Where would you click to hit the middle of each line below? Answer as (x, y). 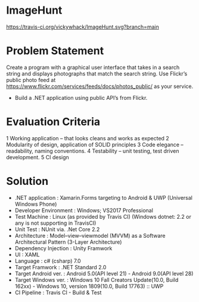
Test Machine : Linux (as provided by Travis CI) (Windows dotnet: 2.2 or (103, 216)
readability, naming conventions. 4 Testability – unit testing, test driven (93, 151)
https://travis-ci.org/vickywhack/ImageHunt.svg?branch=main (83, 27)
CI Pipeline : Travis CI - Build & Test (58, 292)
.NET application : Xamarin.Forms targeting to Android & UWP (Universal (103, 197)
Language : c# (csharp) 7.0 (48, 261)
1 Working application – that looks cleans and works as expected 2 (88, 138)
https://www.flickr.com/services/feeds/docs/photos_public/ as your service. (100, 86)
